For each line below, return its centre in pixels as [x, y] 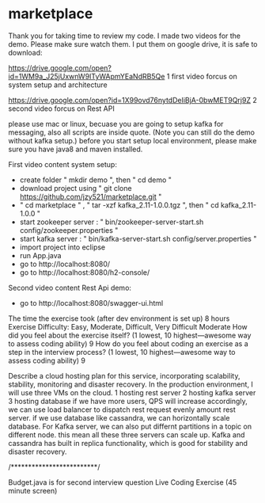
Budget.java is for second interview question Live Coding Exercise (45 [123, 482]
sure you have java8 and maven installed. [76, 149]
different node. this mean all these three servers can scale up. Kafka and [127, 434]
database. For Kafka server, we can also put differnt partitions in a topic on [130, 426]
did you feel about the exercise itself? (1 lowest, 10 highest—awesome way [130, 335]
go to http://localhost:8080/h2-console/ [85, 272]
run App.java [40, 255]
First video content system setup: [62, 164]
